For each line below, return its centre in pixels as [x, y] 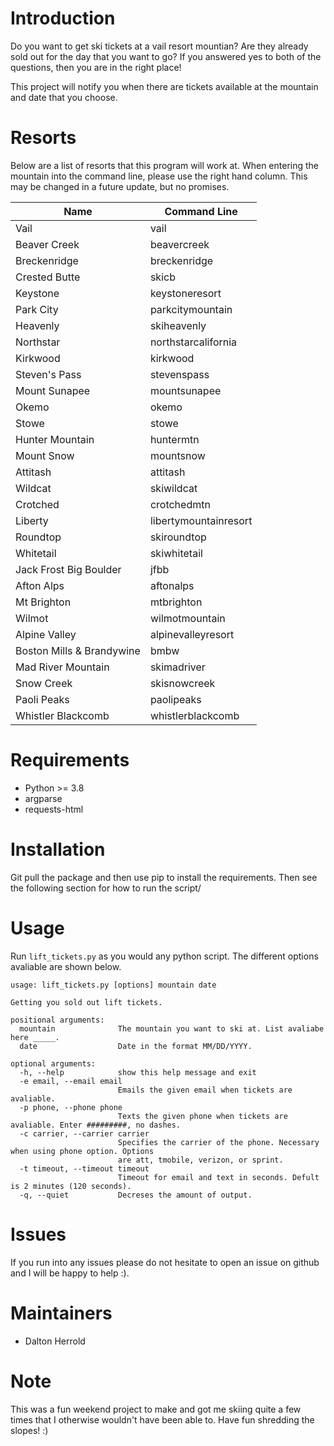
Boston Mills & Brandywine [78, 650]
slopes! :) [29, 1430]
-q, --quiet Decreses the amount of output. [136, 1195]
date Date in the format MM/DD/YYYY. [136, 1046]
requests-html [54, 809]
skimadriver [177, 667]
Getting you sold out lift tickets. [86, 1002]
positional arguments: [57, 1020]
